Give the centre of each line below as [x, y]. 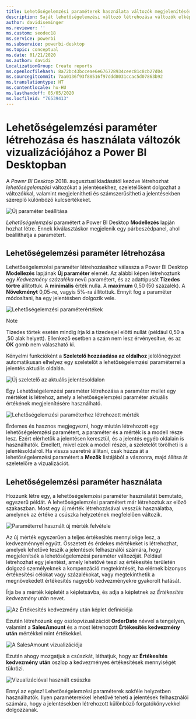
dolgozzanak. [22, 710]
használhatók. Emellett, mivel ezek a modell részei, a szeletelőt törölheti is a [97, 445]
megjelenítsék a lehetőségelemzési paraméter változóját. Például [84, 556]
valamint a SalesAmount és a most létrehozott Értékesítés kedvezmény [93, 627]
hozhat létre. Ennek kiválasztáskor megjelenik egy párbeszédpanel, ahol [93, 228]
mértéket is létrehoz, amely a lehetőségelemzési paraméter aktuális [87, 397]
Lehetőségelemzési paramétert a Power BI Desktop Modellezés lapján [90, 222]
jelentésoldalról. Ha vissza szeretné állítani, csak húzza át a [77, 451]
